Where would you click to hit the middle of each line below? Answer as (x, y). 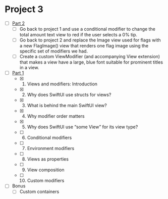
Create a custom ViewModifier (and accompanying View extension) (90, 57)
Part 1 (18, 73)
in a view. (29, 68)
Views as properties (48, 159)
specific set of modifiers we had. (54, 51)
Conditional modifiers (49, 138)
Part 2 (18, 23)
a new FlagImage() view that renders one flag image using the (84, 46)
